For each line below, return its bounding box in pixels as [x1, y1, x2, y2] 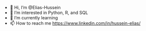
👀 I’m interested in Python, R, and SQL [9, 10, 88, 15]
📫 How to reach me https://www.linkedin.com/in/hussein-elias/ [9, 20, 141, 26]
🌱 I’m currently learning [9, 15, 58, 20]
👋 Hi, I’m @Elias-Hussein [9, 5, 61, 10]
